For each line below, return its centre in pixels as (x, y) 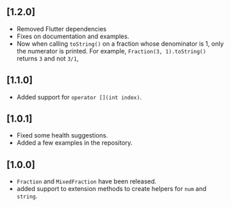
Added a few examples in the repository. (74, 143)
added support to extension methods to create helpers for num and (111, 189)
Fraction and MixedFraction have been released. (87, 181)
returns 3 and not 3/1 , (48, 58)
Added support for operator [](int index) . (79, 97)
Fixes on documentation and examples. (73, 36)
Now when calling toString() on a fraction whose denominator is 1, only (120, 43)
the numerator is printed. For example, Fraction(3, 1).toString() (111, 51)
